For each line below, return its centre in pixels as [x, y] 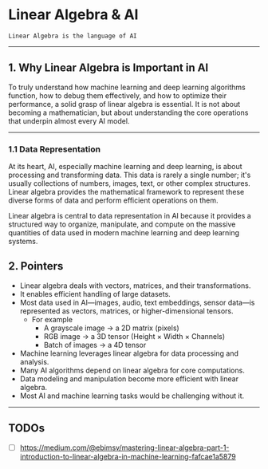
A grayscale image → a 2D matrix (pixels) [111, 328]
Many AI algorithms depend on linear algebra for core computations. [132, 370]
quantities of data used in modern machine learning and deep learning [124, 233]
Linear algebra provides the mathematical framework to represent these [126, 192]
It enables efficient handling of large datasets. [95, 294]
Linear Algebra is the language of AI [73, 36]
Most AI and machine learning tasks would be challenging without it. [132, 396]
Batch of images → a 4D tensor [95, 345]
